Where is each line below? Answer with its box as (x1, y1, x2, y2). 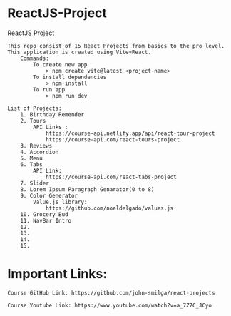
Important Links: (7, 266, 108, 282)
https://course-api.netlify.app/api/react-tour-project (45, 130, 215, 137)
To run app (33, 86, 66, 93)
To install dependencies (33, 73, 107, 81)
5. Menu (20, 155, 43, 162)
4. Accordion (20, 148, 59, 156)
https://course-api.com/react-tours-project (45, 136, 180, 143)
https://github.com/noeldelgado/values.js (45, 205, 174, 212)
